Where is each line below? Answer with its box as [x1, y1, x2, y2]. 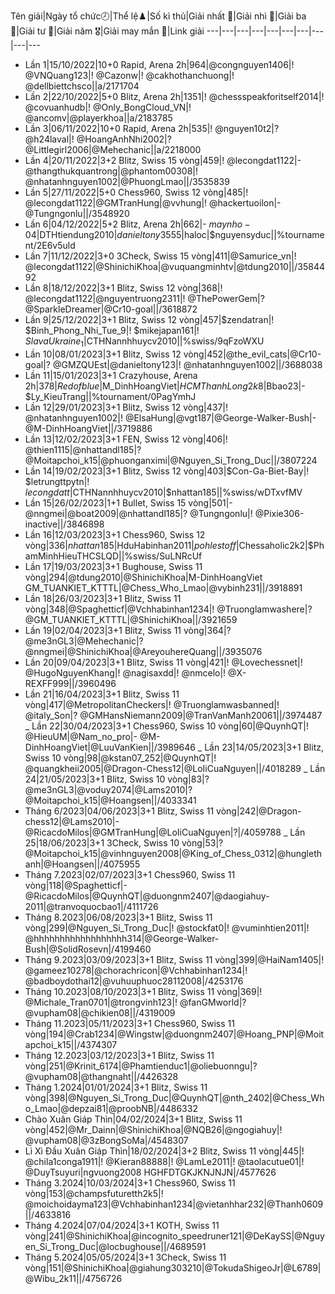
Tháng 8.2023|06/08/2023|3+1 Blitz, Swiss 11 [24, 911, 213, 923]
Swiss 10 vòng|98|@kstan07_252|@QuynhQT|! [24, 751, 217, 764]
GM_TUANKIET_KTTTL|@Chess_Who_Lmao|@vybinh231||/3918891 [24, 581, 303, 594]
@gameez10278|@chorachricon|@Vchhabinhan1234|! [24, 964, 248, 976]
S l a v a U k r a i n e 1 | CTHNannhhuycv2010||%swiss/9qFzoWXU [24, 335, 265, 349]
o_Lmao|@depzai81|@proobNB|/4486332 [24, 1102, 198, 1114]
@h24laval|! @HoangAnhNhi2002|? [24, 133, 172, 145]
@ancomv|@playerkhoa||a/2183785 [24, 112, 173, 124]
